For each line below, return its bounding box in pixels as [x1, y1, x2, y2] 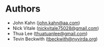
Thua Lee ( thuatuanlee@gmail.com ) [12, 30, 88, 36]
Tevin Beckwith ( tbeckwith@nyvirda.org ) [12, 36, 98, 42]
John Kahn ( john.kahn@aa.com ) [12, 20, 80, 26]
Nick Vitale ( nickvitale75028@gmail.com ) [12, 25, 99, 31]
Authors [5, 3, 41, 15]
